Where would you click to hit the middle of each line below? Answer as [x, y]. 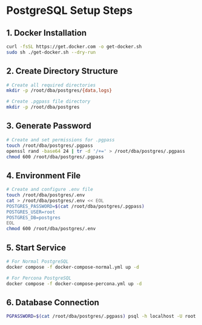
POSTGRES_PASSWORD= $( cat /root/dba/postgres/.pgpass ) [76, 206]
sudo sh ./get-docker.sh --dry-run [51, 52]
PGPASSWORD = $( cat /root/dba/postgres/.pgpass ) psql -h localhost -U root [101, 317]
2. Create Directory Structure [62, 71]
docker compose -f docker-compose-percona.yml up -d [74, 284]
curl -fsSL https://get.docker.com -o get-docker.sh [74, 47]
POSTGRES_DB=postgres [34, 217]
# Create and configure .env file [50, 190]
